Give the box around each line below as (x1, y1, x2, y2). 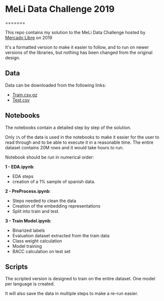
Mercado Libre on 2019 (5, 35, 53, 41)
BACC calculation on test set (12, 248, 71, 254)
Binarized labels (12, 227, 45, 233)
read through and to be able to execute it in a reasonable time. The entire (5, 139, 154, 145)
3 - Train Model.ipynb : (5, 217, 52, 223)
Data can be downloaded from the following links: (5, 82, 106, 88)
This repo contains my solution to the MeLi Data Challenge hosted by (5, 29, 146, 35)
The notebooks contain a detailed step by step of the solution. (5, 125, 132, 130)
